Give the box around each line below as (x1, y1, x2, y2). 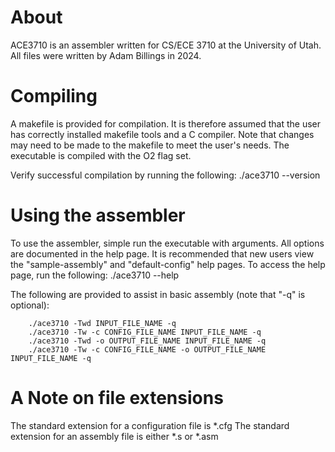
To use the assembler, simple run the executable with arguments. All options (10, 237, 325, 249)
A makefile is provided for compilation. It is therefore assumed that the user (10, 117, 321, 130)
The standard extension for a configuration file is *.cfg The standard (10, 419, 290, 431)
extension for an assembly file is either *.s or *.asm (10, 430, 219, 442)
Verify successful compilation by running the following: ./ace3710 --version (10, 169, 321, 181)
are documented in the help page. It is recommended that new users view (10, 247, 315, 260)
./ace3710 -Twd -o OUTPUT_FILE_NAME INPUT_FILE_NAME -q (28, 336, 267, 346)
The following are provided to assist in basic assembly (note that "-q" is (10, 288, 306, 300)
